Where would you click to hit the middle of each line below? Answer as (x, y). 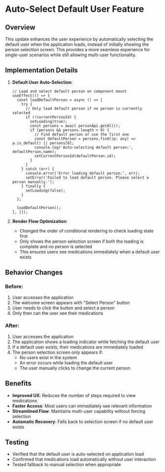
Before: (14, 287)
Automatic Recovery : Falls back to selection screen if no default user (83, 421)
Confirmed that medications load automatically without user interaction (84, 459)
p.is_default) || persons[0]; (43, 143)
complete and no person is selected (56, 246)
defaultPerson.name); (34, 151)
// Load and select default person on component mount (69, 91)
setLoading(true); (49, 121)
